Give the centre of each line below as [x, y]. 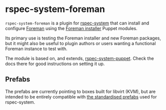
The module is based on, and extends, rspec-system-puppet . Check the [79, 58]
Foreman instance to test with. [36, 48]
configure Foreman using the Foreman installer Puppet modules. [71, 28]
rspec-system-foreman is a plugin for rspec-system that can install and [77, 23]
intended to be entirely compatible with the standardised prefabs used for [81, 96]
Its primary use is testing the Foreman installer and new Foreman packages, [83, 38]
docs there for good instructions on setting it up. [55, 63]
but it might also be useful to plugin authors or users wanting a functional [80, 43]
